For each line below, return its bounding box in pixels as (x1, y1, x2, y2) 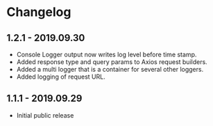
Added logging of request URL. (16, 72, 105, 81)
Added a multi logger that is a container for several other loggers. (16, 65, 204, 73)
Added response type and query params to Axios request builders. (16, 58, 207, 66)
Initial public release (16, 111, 74, 119)
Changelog (6, 4, 71, 20)
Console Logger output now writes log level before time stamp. (16, 50, 197, 58)
